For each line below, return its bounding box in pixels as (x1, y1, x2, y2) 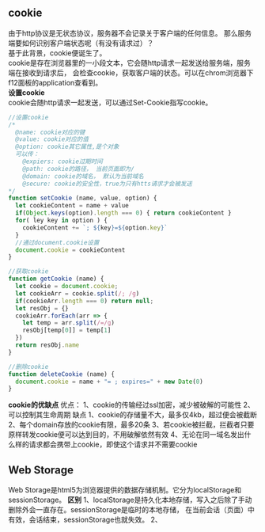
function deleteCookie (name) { (8, 370, 115, 378)
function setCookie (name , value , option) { (8, 194, 157, 203)
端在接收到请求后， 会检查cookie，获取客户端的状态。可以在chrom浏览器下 (8, 67, 254, 78)
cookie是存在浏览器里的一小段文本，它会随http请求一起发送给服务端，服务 (8, 58, 252, 67)
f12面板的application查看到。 (8, 78, 103, 87)
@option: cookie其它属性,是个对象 (15, 142, 119, 151)
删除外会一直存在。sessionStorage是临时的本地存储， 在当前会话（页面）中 (8, 505, 256, 515)
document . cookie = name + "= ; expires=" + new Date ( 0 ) (15, 378, 203, 386)
